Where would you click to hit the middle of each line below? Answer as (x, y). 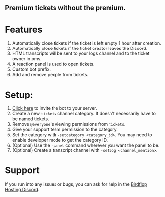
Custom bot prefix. (31, 69)
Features (24, 29)
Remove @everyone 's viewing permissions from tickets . (69, 124)
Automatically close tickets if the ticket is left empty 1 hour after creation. (86, 43)
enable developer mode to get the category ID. (60, 140)
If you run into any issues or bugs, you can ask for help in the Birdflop (76, 184)
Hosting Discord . (22, 190)
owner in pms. (27, 59)
